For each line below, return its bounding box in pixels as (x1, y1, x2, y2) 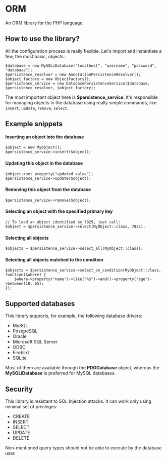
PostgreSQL (12, 328, 38, 334)
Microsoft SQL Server (12, 339, 58, 345)
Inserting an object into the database (5, 134, 84, 140)
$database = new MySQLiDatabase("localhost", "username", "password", (5, 63, 157, 68)
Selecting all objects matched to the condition (5, 256, 103, 262)
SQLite (12, 355, 27, 361)
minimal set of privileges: (5, 403, 58, 409)
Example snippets (5, 120, 63, 128)
